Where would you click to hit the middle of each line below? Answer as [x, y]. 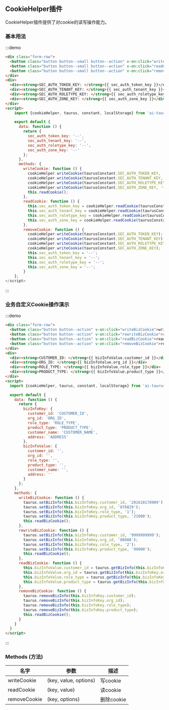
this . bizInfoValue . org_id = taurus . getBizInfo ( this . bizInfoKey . [92, 572]
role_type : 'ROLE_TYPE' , [54, 423]
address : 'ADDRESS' [48, 437]
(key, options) [63, 699]
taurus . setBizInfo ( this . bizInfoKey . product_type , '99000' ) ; [88, 549]
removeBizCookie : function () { [52, 591]
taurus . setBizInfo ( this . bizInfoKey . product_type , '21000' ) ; [88, 516]
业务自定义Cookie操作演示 [37, 305]
